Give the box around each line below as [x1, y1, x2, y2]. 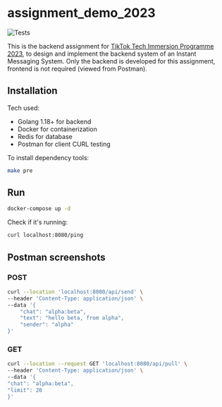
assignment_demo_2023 [7, 5, 156, 21]
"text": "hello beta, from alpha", [20, 315, 125, 322]
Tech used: [7, 104, 40, 112]
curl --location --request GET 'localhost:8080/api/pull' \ [7, 360, 188, 367]
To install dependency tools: [7, 153, 90, 162]
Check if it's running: [7, 218, 68, 226]
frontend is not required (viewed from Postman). [7, 64, 148, 73]
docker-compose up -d [7, 205, 71, 212]
